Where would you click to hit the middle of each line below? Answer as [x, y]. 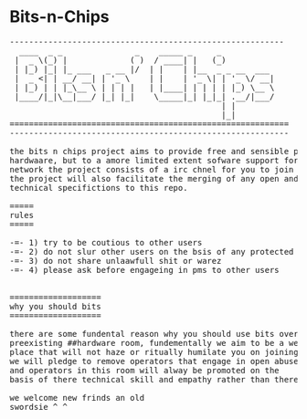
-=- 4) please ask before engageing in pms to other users [145, 270]
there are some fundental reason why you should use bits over [154, 334]
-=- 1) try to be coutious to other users [106, 242]
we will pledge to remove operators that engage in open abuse [154, 361]
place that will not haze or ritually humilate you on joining [154, 352]
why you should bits [56, 306]
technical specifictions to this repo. [99, 188]
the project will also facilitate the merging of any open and [154, 178]
